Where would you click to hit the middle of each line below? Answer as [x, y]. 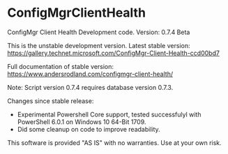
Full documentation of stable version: [60, 66]
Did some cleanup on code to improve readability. [89, 129]
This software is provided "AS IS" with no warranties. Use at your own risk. [114, 143]
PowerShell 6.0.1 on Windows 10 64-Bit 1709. [82, 122]
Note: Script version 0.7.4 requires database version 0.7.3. [90, 87]
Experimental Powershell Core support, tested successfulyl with [109, 114]
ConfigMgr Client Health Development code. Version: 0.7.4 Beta [99, 32]
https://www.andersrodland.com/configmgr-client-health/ [90, 74]
